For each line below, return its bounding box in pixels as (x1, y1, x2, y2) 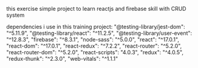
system (6, 11, 25, 19)
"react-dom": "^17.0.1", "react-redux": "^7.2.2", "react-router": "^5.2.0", (6, 42, 182, 49)
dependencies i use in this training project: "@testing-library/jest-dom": (6, 23, 185, 30)
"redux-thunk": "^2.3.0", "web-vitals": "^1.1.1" (6, 55, 118, 62)
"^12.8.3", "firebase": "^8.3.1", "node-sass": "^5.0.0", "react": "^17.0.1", (6, 36, 179, 43)
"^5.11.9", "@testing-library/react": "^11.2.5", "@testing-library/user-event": (6, 29, 193, 37)
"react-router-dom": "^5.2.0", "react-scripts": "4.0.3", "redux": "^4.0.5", (6, 49, 184, 56)
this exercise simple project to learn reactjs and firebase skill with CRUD (6, 5, 186, 12)
